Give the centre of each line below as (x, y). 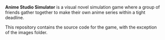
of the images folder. (26, 32)
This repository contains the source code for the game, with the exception (81, 27)
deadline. (15, 18)
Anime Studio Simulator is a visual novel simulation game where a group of (82, 7)
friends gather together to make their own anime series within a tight (75, 12)
